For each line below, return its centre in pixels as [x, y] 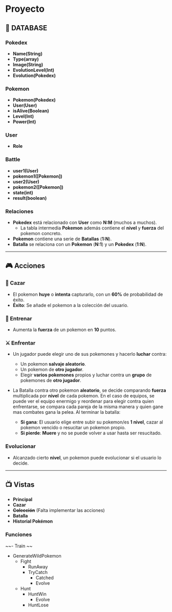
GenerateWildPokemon [37, 556]
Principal [23, 500]
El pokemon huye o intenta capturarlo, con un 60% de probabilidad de [88, 294]
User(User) [25, 105]
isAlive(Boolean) [31, 111]
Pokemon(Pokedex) [34, 100]
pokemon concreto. [41, 234]
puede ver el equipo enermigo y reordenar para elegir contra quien [83, 401]
